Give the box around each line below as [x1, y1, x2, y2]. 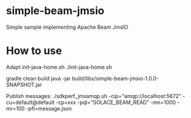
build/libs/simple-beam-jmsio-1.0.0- [72, 75, 159, 82]
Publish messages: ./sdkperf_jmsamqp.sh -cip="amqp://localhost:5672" [6, 92, 182, 99]
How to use [6, 44, 62, 58]
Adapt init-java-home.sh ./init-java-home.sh [6, 63, 112, 70]
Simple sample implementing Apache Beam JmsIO [6, 23, 128, 31]
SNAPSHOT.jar [6, 81, 42, 88]
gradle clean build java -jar [6, 75, 71, 82]
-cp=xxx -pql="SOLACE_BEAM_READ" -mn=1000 [55, 99, 176, 106]
